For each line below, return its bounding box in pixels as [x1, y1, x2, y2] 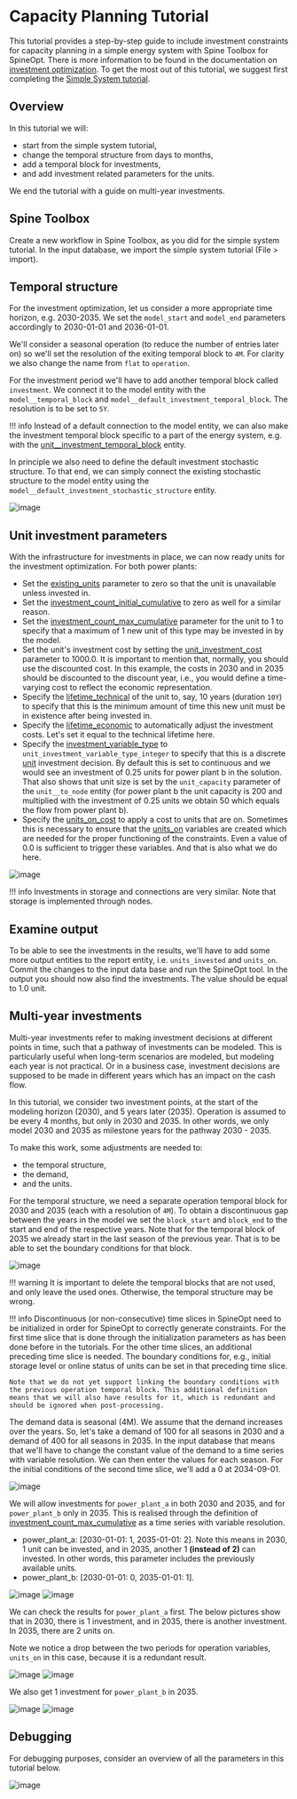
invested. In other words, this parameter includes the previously [21, 1553, 255, 1564]
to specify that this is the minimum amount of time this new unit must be [21, 701, 285, 712]
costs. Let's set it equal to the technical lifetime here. [21, 729, 215, 740]
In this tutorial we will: [9, 123, 89, 133]
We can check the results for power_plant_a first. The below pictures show [9, 1606, 281, 1617]
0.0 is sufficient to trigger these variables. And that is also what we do [21, 842, 277, 854]
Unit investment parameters [9, 528, 168, 543]
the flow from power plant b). [21, 805, 129, 816]
